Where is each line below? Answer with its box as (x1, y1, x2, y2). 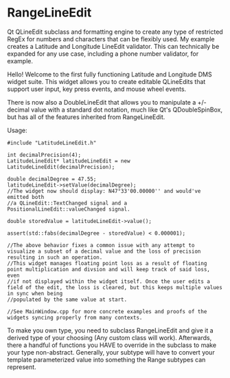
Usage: (7, 126, 27, 134)
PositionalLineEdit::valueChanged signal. (7, 205, 130, 213)
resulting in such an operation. (7, 253, 103, 261)
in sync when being (7, 290, 63, 297)
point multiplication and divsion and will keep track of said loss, (7, 266, 211, 273)
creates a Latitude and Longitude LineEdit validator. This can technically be (7, 42, 220, 50)
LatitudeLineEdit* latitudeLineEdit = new (7, 157, 130, 165)
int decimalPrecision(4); (7, 151, 81, 158)
